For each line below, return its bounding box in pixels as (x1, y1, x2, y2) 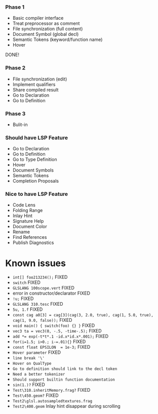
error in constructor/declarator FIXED (12, 290, 90, 297)
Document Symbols (12, 167, 54, 173)
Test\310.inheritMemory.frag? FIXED (12, 387, 91, 393)
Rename (12, 229, 30, 235)
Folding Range (12, 208, 43, 214)
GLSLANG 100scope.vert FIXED (12, 285, 75, 291)
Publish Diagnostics (12, 239, 54, 246)
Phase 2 (5, 64, 26, 71)
